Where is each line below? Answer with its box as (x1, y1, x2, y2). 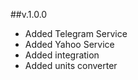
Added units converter (24, 60, 118, 71)
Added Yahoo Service (24, 39, 115, 50)
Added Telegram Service (24, 28, 128, 39)
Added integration (24, 49, 100, 61)
